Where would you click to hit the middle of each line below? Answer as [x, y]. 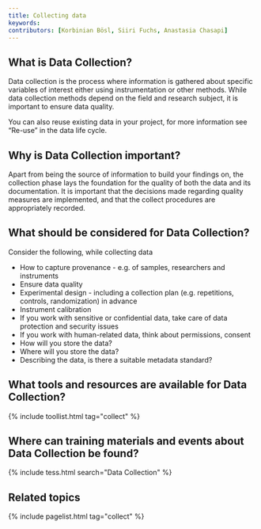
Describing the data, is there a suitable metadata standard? [116, 360]
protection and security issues [69, 326]
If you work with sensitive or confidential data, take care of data [123, 318]
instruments [39, 276]
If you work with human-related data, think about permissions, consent [135, 334]
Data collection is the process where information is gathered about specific [130, 82]
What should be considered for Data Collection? [129, 233]
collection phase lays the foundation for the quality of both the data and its [130, 183]
